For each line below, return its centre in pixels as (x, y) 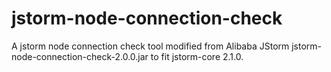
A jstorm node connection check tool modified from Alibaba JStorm (150, 46)
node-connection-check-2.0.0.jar (80, 56)
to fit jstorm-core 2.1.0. (197, 56)
